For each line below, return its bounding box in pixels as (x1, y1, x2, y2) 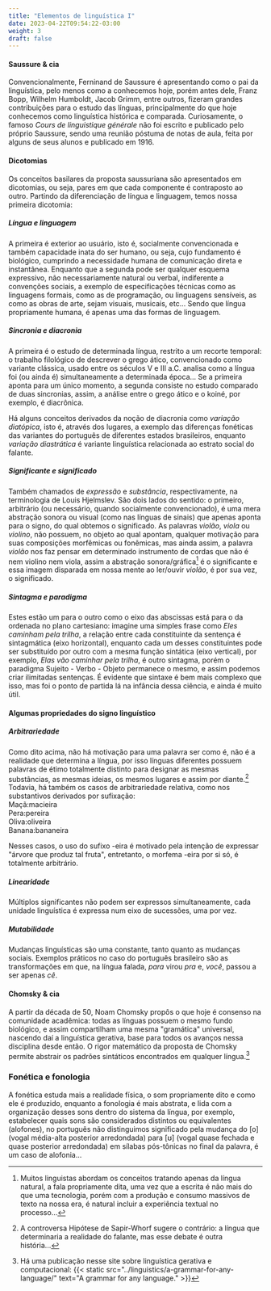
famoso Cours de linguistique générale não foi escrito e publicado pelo (8, 120, 244, 130)
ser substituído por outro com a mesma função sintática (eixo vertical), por (8, 647, 257, 657)
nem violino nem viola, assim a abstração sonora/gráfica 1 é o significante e (8, 555, 258, 566)
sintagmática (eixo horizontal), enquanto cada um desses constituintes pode (8, 638, 263, 648)
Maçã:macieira (8, 800, 58, 810)
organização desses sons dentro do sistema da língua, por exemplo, (8, 1107, 236, 1116)
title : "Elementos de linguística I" (8, 11, 135, 20)
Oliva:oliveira (8, 817, 52, 826)
